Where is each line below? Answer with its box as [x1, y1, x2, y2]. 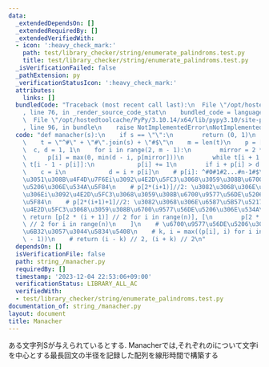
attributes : [15, 86, 56, 95]
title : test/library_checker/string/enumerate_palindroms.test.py [22, 57, 249, 65]
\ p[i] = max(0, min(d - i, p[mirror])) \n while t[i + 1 [22, 153, 260, 161]
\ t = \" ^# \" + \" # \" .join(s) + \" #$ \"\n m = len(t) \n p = [22, 138, 256, 147]
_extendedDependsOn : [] [15, 19, 94, 27]
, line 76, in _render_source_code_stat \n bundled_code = [22, 109, 231, 117]
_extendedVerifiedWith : [15, 34, 94, 42]
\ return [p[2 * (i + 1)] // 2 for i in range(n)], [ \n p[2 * [22, 213, 260, 221]
